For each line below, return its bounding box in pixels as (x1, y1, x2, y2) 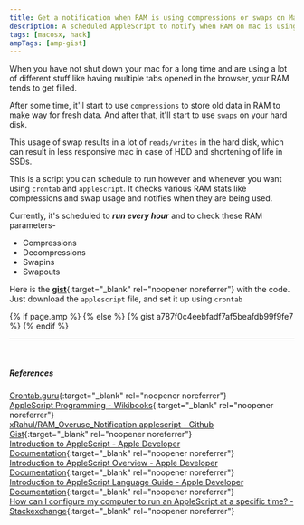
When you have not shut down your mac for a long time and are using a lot (9, 63, 288, 74)
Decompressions (22, 247, 86, 258)
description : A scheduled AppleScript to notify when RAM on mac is (9, 22, 273, 31)
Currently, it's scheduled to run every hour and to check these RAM (9, 210, 263, 222)
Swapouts (22, 266, 61, 277)
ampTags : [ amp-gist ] (9, 38, 88, 48)
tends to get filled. (9, 82, 77, 93)
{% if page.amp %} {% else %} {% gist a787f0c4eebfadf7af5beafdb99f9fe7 (9, 311, 294, 322)
